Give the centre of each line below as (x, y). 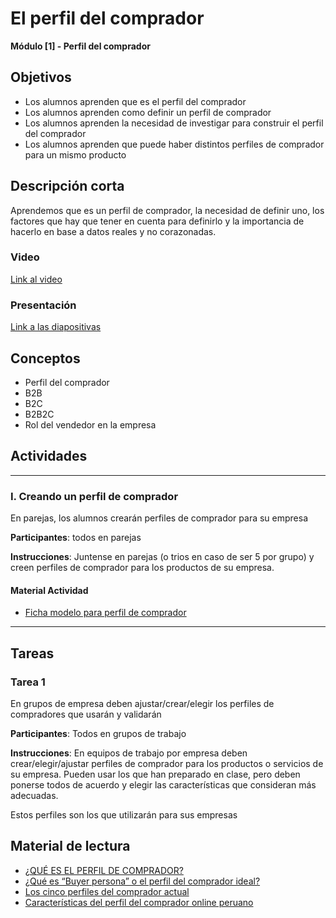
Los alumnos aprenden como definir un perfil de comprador (148, 112)
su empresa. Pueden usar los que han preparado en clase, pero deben (155, 774)
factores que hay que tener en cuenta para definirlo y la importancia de (157, 221)
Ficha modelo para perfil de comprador (105, 613)
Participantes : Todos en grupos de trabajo (98, 733)
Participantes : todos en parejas (76, 538)
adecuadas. (34, 795)
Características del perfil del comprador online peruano (139, 902)
